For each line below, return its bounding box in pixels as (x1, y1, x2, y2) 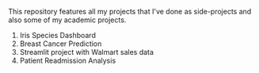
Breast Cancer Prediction (19, 39, 102, 48)
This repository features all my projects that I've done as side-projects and (8, 7, 252, 16)
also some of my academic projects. (8, 15, 127, 25)
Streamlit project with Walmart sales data (19, 48, 154, 56)
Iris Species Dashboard (19, 31, 97, 40)
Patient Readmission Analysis (19, 56, 116, 65)
